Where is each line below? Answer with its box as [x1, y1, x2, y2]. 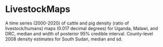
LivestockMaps [5, 3, 70, 15]
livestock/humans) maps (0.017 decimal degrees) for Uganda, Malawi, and [5, 25, 158, 31]
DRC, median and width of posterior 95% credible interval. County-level [5, 30, 153, 36]
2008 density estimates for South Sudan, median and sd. [5, 36, 122, 42]
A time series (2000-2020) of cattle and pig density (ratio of [5, 20, 129, 26]
